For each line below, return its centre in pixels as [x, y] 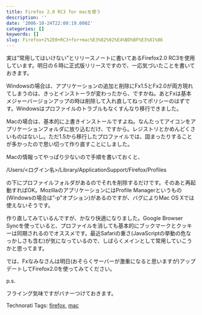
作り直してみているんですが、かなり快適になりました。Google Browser [95, 218]
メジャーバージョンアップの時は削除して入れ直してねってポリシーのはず [96, 101]
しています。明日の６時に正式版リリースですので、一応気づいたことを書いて [101, 65]
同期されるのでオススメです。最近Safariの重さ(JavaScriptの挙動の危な [104, 233]
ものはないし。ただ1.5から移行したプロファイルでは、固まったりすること [102, 136]
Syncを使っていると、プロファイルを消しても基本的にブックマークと [91, 226]
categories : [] [25, 29]
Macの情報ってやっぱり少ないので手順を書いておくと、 [75, 157]
